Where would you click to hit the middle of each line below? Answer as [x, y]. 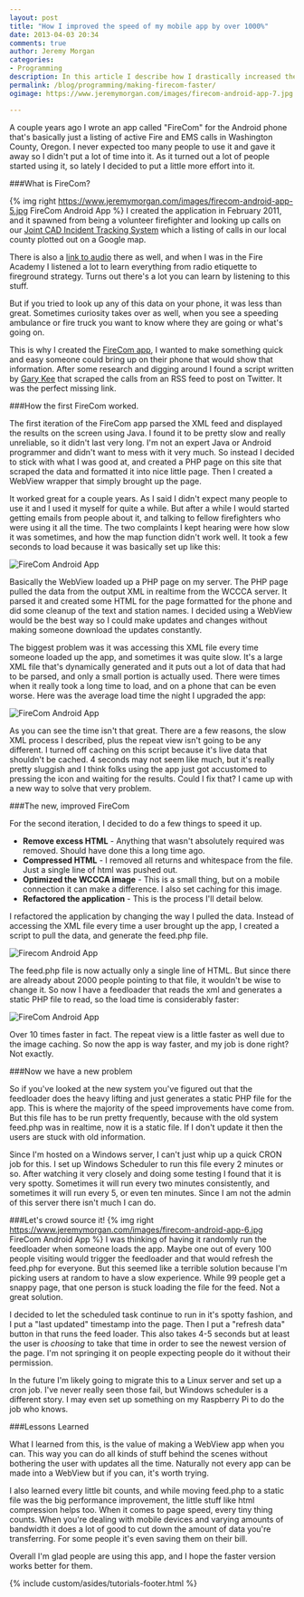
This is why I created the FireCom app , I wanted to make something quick [146, 349]
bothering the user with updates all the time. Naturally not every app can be [150, 1463]
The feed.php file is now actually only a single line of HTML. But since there [150, 971]
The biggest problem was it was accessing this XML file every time [134, 647]
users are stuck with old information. [78, 1136]
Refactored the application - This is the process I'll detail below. [143, 898]
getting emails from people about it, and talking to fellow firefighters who [145, 518]
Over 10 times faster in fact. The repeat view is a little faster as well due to [147, 1034]
